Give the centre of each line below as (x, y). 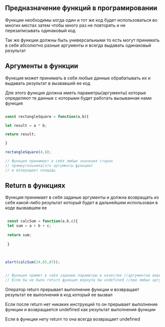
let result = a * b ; (26, 125)
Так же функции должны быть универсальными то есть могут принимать (82, 40)
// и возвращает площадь (30, 170)
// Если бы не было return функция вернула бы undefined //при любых (78, 280)
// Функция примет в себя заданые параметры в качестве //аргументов (78, 276)
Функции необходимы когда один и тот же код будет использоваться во (81, 20)
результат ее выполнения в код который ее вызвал (59, 295)
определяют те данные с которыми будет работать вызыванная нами (78, 98)
